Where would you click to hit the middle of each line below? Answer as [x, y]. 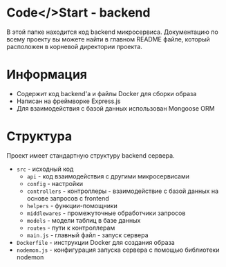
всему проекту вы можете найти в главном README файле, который [108, 39]
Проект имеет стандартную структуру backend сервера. [91, 155]
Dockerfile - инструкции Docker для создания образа [96, 242]
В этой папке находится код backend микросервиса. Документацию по [112, 32]
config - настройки [55, 183]
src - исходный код [45, 169]
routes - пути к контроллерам [71, 228]
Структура [39, 137]
